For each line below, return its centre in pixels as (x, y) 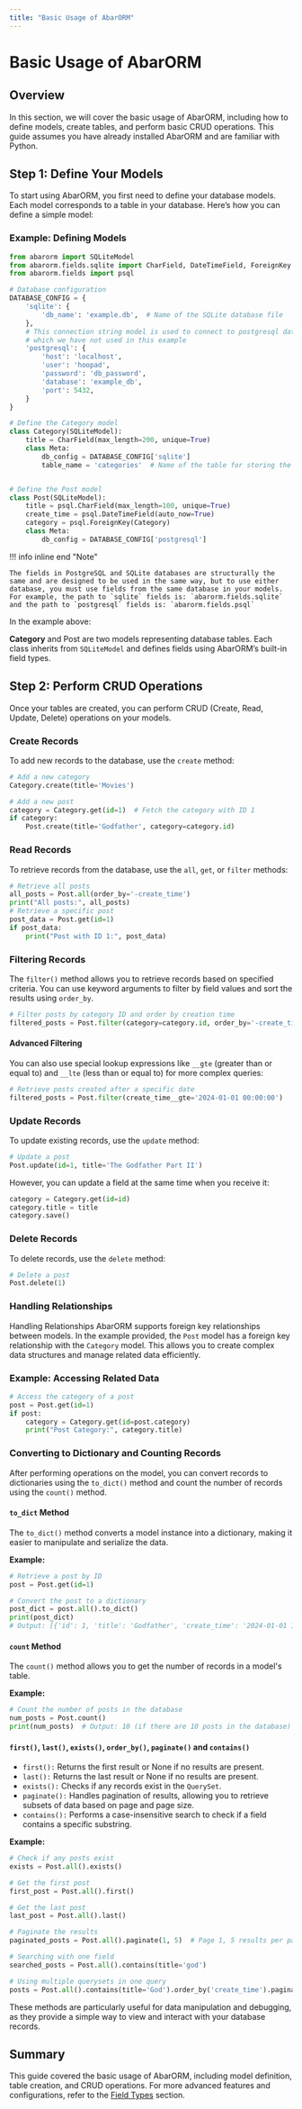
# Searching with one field (62, 1957)
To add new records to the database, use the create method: (122, 760)
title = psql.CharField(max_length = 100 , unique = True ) (128, 506)
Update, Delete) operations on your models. (90, 718)
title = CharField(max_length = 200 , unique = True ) (118, 440)
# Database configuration (58, 290)
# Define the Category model (64, 423)
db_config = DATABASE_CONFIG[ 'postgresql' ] (124, 539)
